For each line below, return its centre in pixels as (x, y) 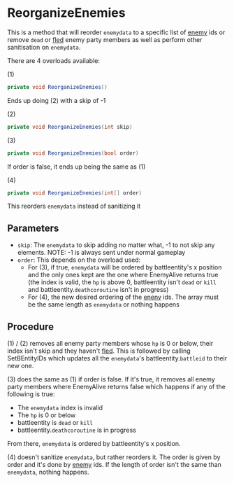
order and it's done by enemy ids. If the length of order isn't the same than (115, 465)
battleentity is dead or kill (55, 423)
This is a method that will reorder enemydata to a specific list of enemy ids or (116, 32)
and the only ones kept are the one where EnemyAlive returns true (123, 275)
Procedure (31, 327)
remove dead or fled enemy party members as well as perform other (105, 39)
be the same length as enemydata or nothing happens (104, 304)
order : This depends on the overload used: (79, 260)
